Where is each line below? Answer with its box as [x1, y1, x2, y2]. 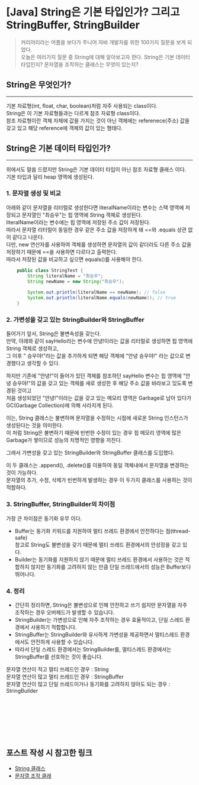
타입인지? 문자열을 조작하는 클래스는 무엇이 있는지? [20, 60, 139, 68]
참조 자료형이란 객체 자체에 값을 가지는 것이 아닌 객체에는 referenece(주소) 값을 [6, 117, 190, 124]
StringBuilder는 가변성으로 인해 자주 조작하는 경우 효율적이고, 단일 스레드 [14, 616, 184, 623]
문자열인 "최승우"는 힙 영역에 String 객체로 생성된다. [21, 211, 143, 218]
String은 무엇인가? [6, 80, 72, 90]
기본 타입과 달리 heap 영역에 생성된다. [6, 173, 95, 180]
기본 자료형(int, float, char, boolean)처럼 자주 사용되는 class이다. [6, 102, 158, 109]
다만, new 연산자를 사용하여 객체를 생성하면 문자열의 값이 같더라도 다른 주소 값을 [6, 241, 192, 248]
